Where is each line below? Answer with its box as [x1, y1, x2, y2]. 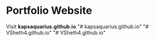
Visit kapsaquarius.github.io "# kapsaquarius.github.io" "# [6, 23, 149, 30]
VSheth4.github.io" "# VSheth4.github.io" [6, 29, 106, 36]
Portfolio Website [6, 4, 92, 17]
